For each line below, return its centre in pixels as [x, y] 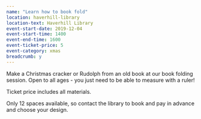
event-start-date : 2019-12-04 [44, 29]
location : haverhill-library [43, 17]
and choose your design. [37, 109]
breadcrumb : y [24, 56]
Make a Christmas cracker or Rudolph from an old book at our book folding [100, 73]
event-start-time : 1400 [36, 34]
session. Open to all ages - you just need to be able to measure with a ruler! [100, 80]
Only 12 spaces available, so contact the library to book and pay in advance [100, 103]
